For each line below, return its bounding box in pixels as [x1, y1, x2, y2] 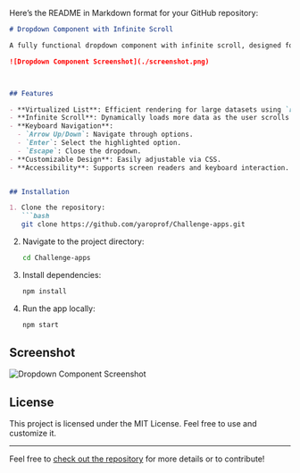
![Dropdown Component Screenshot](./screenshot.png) [9, 57, 210, 66]
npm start [21, 320, 60, 329]
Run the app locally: [21, 303, 96, 314]
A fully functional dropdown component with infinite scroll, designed [9, 40, 281, 50]
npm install [21, 286, 67, 296]
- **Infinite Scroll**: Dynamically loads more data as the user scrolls [9, 114, 290, 122]
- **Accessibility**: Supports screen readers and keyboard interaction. [9, 163, 290, 173]
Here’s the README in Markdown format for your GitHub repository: [9, 8, 259, 18]
